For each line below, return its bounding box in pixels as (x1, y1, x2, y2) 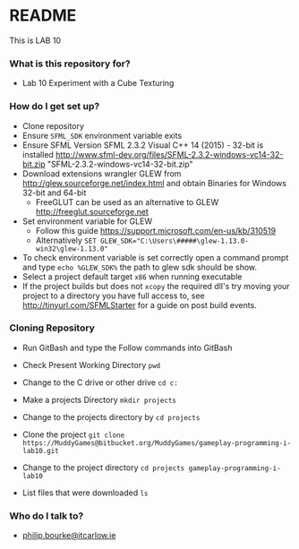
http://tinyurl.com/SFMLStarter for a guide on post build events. (21, 299, 257, 310)
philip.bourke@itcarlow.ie (21, 530, 116, 541)
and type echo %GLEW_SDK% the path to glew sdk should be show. (21, 262, 258, 272)
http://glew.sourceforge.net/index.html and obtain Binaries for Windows (21, 177, 286, 188)
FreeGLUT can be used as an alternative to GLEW (35, 196, 219, 207)
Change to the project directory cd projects (21, 462, 185, 473)
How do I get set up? (9, 100, 100, 113)
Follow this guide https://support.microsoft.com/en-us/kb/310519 (35, 225, 276, 236)
